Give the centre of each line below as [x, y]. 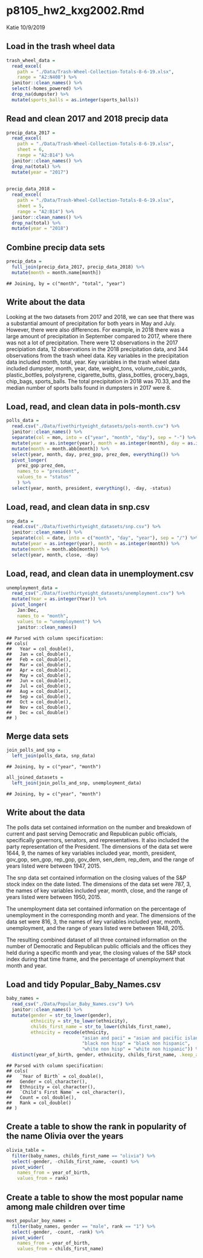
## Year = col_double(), [40, 649]
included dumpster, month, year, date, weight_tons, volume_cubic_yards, [97, 368]
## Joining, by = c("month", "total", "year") [66, 283]
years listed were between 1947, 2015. [53, 866]
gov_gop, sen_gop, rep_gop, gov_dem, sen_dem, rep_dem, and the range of [100, 859]
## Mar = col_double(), [39, 664]
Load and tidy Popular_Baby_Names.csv [84, 985]
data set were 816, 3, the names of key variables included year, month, [94, 922]
